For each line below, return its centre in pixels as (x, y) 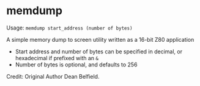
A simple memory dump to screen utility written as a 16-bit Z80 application (100, 39)
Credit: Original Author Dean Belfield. (53, 76)
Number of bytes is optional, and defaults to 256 (76, 64)
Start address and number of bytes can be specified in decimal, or (98, 51)
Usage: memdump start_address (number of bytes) (69, 28)
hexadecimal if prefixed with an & (57, 58)
